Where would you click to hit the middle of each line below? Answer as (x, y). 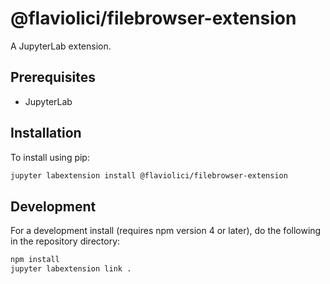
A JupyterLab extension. (61, 46)
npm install (35, 260)
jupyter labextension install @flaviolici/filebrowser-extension (149, 175)
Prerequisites (53, 77)
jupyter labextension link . (71, 269)
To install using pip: (50, 157)
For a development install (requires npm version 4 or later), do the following (166, 231)
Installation (46, 133)
